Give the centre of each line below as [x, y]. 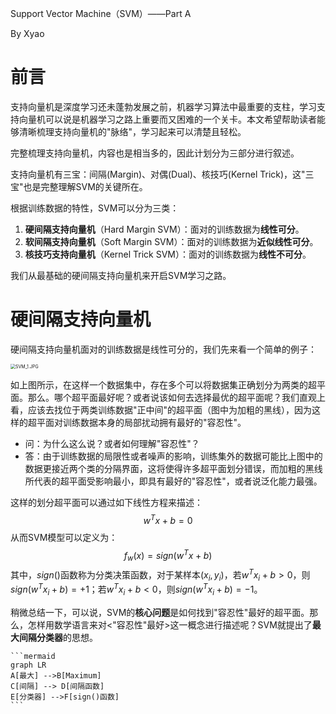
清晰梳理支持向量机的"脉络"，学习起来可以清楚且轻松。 [132, 131]
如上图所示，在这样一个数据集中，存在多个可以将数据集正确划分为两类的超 [163, 384]
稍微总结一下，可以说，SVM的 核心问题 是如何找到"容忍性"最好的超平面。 [160, 612]
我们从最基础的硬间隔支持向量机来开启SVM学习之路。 [121, 275]
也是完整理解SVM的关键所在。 [85, 186]
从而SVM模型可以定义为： [64, 537]
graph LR [28, 665]
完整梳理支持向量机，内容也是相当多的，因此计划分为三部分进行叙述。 [155, 153]
